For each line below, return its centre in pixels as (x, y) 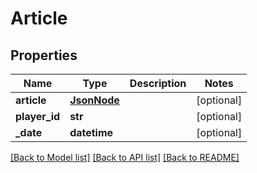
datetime (91, 132)
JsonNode (94, 100)
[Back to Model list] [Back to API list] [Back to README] (125, 157)
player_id (38, 116)
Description (158, 83)
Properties (44, 55)
